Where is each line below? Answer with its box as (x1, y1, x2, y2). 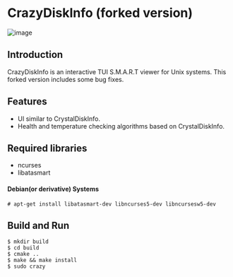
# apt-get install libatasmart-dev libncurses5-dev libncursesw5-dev (7, 200, 217, 208)
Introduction (7, 49, 64, 61)
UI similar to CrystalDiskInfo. (17, 114, 101, 123)
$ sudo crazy (7, 263, 46, 270)
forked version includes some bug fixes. (7, 75, 124, 83)
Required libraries (7, 142, 88, 154)
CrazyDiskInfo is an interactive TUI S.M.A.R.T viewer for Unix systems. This (7, 67, 227, 76)
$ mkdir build (7, 238, 49, 245)
